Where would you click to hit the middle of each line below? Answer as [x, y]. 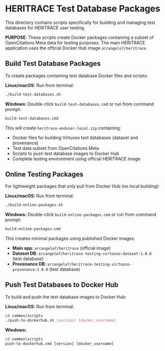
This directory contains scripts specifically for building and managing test [80, 22]
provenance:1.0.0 [30, 270]
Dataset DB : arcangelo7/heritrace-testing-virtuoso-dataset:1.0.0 [82, 253]
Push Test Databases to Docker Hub [62, 285]
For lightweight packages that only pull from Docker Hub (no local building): [82, 186]
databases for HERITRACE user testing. [45, 27]
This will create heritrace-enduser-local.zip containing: [63, 128]
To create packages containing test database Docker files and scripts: [77, 76]
